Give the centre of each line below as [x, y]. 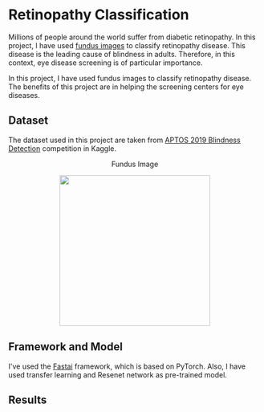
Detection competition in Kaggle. [63, 148]
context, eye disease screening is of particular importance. [106, 63]
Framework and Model [65, 347]
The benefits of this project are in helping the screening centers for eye [126, 87]
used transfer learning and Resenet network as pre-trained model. [118, 374]
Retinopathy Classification [99, 15]
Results [28, 400]
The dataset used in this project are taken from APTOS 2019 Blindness [124, 140]
